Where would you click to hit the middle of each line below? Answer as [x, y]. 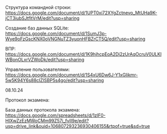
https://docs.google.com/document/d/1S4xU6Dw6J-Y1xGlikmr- [72, 75]
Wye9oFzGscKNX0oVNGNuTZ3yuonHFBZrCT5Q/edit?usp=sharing [75, 39]
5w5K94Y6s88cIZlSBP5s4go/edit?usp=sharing [55, 80]
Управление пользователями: [38, 69]
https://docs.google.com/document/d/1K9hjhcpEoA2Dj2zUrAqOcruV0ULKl [83, 54]
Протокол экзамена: [27, 100]
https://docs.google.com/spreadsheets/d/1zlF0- [55, 115]
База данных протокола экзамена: [43, 110]
